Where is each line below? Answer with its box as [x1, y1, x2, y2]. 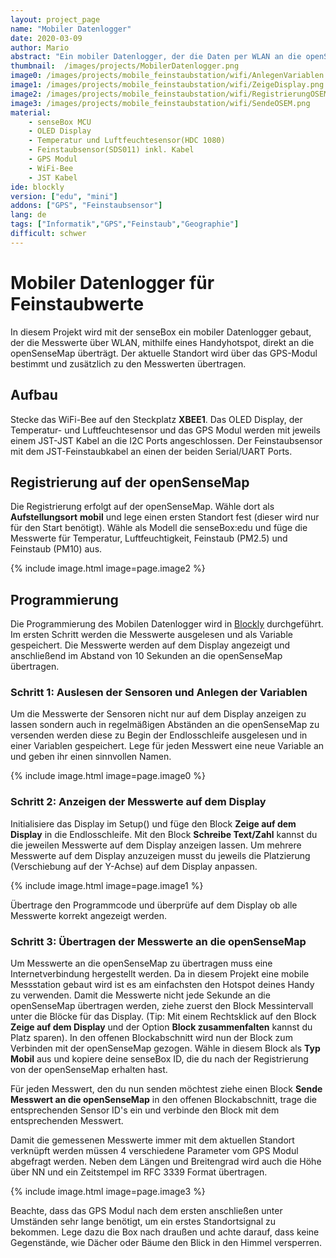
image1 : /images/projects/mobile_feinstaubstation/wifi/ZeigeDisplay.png [10, 80, 325, 90]
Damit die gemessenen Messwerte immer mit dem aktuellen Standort [10, 1134, 295, 1146]
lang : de [10, 210, 47, 220]
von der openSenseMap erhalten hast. [10, 1064, 168, 1076]
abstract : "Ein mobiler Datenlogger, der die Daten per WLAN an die [10, 52, 302, 62]
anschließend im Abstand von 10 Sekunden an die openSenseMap [10, 650, 283, 662]
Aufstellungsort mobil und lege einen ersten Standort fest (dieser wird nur [10, 511, 320, 523]
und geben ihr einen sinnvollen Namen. [10, 751, 172, 763]
